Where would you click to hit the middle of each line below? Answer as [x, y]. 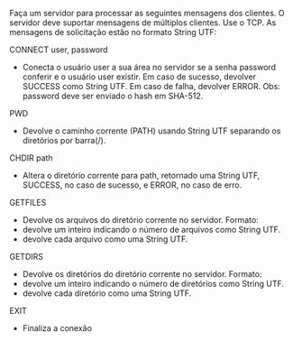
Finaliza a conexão [57, 328]
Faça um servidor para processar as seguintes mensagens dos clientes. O [147, 13]
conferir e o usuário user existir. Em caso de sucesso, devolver [139, 77]
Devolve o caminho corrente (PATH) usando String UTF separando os [151, 131]
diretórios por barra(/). [64, 140]
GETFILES [28, 203]
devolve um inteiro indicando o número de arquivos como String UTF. [151, 230]
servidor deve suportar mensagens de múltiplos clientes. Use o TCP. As [143, 23]
